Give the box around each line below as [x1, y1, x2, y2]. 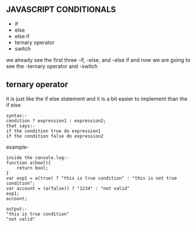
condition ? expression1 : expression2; [6, 118, 107, 123]
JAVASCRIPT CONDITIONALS [6, 5, 116, 15]
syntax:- [6, 112, 28, 119]
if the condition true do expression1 [6, 128, 101, 134]
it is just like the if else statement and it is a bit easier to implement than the [6, 95, 188, 102]
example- [6, 143, 29, 150]
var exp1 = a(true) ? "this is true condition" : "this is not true [6, 175, 177, 181]
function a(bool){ [6, 160, 51, 166]
